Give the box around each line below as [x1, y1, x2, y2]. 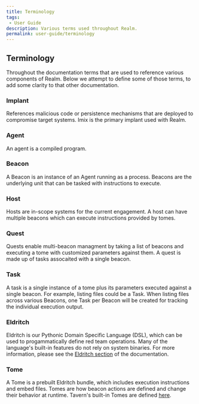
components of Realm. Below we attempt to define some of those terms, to [6, 75, 191, 82]
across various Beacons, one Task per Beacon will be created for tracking [6, 297, 188, 304]
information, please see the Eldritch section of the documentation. [6, 350, 169, 358]
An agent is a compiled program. [6, 144, 87, 152]
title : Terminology [6, 8, 55, 15]
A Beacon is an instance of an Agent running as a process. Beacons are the [6, 173, 192, 180]
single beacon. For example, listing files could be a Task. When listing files [6, 290, 189, 297]
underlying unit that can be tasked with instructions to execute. [6, 180, 161, 187]
